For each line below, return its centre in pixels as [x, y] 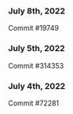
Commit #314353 [36, 65]
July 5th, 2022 [36, 49]
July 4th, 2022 [37, 86]
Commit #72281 [34, 103]
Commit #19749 [33, 28]
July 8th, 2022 [36, 11]
